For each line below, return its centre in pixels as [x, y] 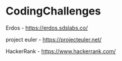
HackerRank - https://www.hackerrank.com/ [61, 51]
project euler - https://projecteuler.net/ [54, 39]
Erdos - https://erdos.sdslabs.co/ [47, 28]
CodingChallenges [53, 11]
